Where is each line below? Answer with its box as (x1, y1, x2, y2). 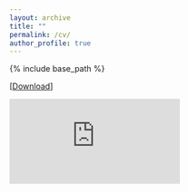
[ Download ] (9, 81, 54, 91)
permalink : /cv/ (9, 30, 71, 39)
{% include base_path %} (9, 63, 105, 74)
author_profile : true (9, 38, 92, 48)
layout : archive (9, 13, 71, 23)
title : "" (9, 22, 47, 31)
